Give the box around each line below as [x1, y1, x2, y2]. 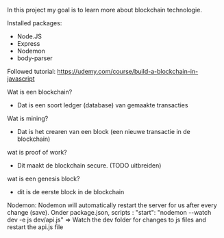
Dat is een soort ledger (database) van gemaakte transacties [16, 101, 188, 109]
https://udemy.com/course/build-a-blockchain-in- [57, 68, 199, 75]
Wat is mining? [7, 114, 49, 122]
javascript [7, 75, 36, 83]
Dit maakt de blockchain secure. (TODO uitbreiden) [16, 161, 162, 170]
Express [16, 40, 40, 47]
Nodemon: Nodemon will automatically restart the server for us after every [7, 201, 217, 209]
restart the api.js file [7, 223, 64, 231]
